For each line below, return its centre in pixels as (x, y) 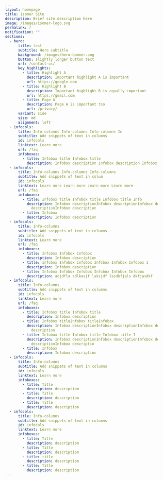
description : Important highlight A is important (78, 77)
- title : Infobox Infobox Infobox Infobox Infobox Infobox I (86, 262)
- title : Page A (39, 100)
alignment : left (34, 122)
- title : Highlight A (44, 73)
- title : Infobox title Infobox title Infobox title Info (82, 199)
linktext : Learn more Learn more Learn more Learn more (75, 186)
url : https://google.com (52, 82)
